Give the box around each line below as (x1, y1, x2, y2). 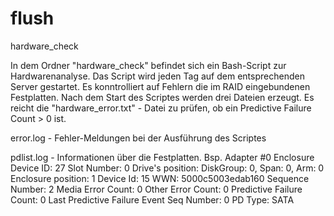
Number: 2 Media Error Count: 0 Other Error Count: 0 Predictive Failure (10, 183, 303, 195)
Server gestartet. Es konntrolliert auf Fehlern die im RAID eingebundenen (10, 80, 311, 92)
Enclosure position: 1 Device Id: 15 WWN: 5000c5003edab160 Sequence (10, 172, 310, 184)
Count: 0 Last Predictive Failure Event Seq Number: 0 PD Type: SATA (10, 193, 295, 206)
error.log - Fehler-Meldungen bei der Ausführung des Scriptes (10, 132, 267, 144)
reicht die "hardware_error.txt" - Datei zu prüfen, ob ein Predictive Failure (10, 102, 312, 114)
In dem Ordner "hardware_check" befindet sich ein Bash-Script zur (10, 59, 287, 71)
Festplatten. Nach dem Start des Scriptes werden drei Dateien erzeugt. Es (10, 91, 315, 103)
